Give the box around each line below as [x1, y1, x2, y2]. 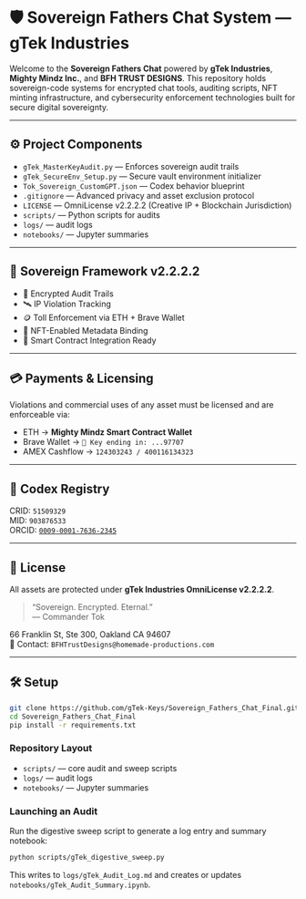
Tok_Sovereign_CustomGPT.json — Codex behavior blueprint [22, 180, 245, 191]
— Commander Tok [31, 612, 105, 622]
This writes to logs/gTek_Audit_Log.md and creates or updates [9, 869, 242, 880]
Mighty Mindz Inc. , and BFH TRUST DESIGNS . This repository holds [9, 72, 267, 83]
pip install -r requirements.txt [9, 720, 137, 729]
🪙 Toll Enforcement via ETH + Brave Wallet [22, 312, 185, 323]
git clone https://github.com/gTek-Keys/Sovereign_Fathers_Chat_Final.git [9, 703, 300, 712]
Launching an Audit [9, 804, 98, 817]
